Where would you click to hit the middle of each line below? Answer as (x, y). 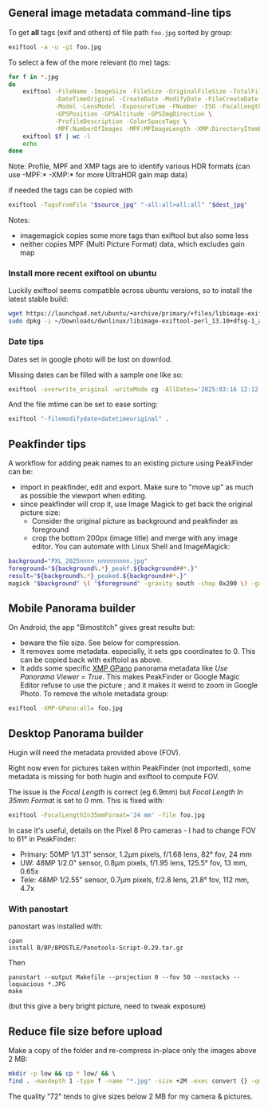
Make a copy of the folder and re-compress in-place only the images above (132, 1051)
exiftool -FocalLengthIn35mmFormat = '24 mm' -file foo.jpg (106, 815)
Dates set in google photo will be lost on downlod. (91, 359)
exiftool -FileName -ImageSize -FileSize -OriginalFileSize (124, 92)
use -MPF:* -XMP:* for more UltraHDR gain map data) (98, 175)
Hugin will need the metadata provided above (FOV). (95, 753)
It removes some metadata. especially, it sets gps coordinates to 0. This (138, 652)
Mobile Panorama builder (72, 608)
